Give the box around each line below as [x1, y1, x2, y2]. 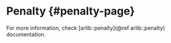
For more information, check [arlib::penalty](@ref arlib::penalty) [6, 24, 166, 31]
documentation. [6, 30, 46, 38]
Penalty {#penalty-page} [6, 4, 135, 18]
